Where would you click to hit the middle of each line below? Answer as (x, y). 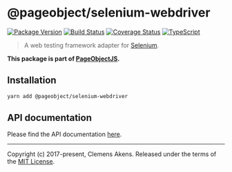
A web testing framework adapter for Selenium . (91, 45)
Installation (32, 80)
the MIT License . (31, 162)
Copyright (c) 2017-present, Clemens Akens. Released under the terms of (112, 154)
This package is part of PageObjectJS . (64, 58)
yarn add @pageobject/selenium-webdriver (68, 96)
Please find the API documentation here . (65, 134)
